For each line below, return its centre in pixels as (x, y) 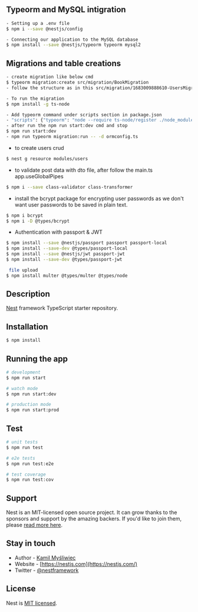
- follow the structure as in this (50, 88)
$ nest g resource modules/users (47, 159)
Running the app (37, 359)
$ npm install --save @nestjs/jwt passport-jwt (66, 254)
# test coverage (26, 474)
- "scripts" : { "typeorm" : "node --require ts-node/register (82, 120)
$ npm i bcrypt (25, 215)
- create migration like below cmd (50, 77)
